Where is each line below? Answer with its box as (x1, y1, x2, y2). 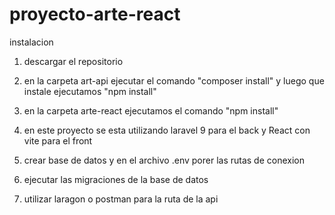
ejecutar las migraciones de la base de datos (23, 173, 209, 185)
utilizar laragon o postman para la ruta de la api (23, 193, 219, 205)
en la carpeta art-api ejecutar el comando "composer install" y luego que (23, 74, 325, 87)
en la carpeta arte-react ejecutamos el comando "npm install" (23, 104, 279, 117)
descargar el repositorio (23, 55, 124, 67)
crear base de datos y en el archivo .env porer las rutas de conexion (23, 154, 305, 166)
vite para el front (23, 134, 93, 147)
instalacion (9, 36, 54, 48)
